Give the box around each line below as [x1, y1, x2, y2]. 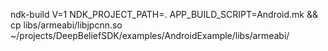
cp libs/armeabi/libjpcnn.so [10, 19, 123, 31]
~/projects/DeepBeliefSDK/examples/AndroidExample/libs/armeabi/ [10, 30, 290, 41]
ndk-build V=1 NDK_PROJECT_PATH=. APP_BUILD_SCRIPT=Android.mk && [10, 9, 318, 20]
